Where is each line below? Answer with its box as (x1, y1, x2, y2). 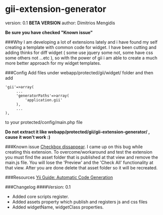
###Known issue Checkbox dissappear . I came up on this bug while (5, 144, 143, 150)
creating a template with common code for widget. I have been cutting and (5, 44, 157, 50)
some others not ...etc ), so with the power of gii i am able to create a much (5, 54, 158, 60)
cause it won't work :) (5, 134, 51, 140)
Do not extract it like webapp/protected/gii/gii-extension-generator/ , (5, 129, 150, 135)
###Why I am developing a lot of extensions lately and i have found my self (5, 39, 158, 45)
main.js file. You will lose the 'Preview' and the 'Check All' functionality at (5, 160, 154, 165)
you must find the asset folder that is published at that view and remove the (5, 154, 159, 160)
